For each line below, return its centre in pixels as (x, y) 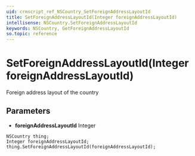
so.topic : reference (32, 34)
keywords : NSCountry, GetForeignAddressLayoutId (68, 28)
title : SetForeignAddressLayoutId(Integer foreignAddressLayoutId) (92, 17)
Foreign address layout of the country (52, 92)
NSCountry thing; (28, 136)
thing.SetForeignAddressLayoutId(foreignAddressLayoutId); (81, 146)
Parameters (28, 111)
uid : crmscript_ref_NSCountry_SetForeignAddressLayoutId (78, 12)
